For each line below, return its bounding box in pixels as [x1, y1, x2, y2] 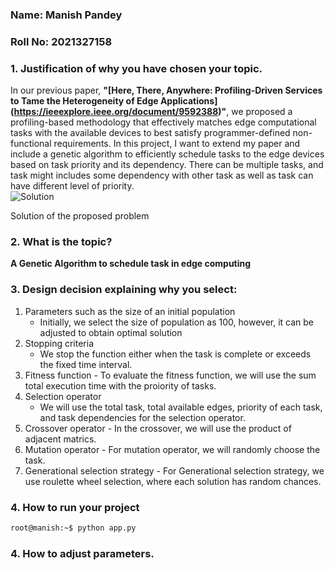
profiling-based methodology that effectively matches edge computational [10, 116, 317, 128]
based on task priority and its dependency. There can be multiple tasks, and [10, 159, 324, 171]
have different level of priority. [10, 180, 135, 192]
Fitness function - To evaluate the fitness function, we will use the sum [24, 369, 317, 381]
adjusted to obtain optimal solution [39, 326, 183, 338]
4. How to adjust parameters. [10, 546, 155, 560]
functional [10, 138, 52, 150]
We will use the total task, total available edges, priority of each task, [39, 401, 323, 413]
